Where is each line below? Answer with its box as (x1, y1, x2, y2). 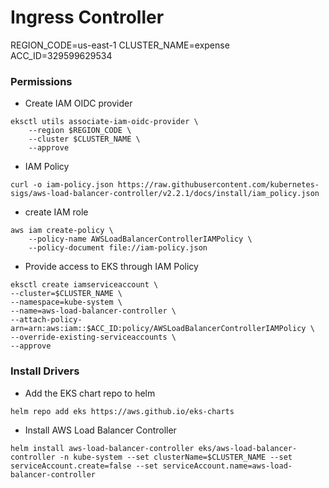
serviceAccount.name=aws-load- (162, 461, 293, 471)
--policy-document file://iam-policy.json (28, 243, 208, 253)
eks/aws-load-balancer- (198, 443, 298, 453)
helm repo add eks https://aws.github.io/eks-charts (10, 406, 235, 416)
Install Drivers (10, 364, 80, 378)
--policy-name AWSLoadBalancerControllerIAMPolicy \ (28, 234, 253, 245)
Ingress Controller (10, 6, 165, 29)
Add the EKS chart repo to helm (24, 387, 156, 399)
